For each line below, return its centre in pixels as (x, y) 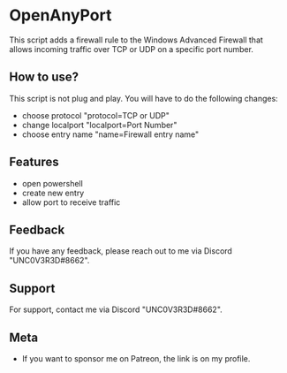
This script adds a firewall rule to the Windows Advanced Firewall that (136, 40)
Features (34, 162)
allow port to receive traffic (71, 202)
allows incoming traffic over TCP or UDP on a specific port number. (132, 49)
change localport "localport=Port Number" (99, 125)
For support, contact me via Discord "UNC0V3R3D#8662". (116, 309)
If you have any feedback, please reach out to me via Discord (121, 251)
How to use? (44, 77)
